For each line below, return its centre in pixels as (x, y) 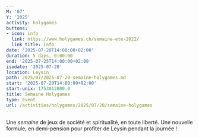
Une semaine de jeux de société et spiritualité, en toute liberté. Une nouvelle (99, 122)
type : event (21, 100)
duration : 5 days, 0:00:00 (40, 56)
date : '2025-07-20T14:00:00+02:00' (50, 50)
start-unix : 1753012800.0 (38, 89)
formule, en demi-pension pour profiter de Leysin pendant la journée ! (92, 129)
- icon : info (22, 34)
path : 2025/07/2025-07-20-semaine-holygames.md (66, 78)
